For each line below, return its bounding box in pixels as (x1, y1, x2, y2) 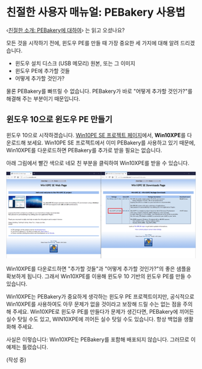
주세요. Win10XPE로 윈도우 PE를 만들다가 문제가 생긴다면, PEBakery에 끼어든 (12, 308, 194, 315)
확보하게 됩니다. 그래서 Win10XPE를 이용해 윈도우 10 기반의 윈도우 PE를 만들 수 (6, 272, 192, 280)
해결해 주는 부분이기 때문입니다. (6, 95, 81, 102)
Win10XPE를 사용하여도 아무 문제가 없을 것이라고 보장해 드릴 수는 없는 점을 (6, 300, 182, 308)
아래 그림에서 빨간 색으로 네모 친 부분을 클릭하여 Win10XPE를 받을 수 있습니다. (6, 159, 189, 166)
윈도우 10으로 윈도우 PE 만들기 (6, 114, 112, 125)
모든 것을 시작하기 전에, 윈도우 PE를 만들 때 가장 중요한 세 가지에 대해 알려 (6, 39, 179, 46)
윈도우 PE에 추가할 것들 (14, 67, 70, 74)
